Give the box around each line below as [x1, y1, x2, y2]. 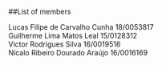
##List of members [8, 7, 71, 16]
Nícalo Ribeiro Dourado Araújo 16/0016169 [8, 48, 148, 57]
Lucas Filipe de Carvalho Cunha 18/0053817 [8, 22, 154, 31]
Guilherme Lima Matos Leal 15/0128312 [8, 31, 138, 40]
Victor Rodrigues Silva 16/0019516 [8, 39, 121, 49]
